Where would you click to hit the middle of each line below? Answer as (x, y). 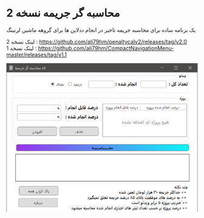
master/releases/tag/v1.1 (36, 54)
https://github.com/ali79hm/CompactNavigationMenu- (106, 48)
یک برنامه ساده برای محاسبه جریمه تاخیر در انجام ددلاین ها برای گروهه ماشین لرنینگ (101, 30)
